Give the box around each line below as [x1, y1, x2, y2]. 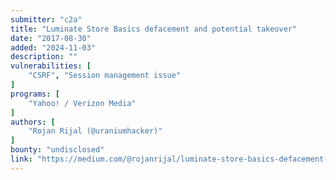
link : [10, 154, 33, 164]
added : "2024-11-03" [10, 42, 97, 53]
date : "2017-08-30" [10, 33, 92, 43]
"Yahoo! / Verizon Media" [28, 98, 137, 108]
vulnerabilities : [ [10, 61, 92, 71]
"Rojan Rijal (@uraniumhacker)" [28, 126, 163, 136]
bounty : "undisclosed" [10, 145, 105, 155]
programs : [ [10, 89, 60, 99]
